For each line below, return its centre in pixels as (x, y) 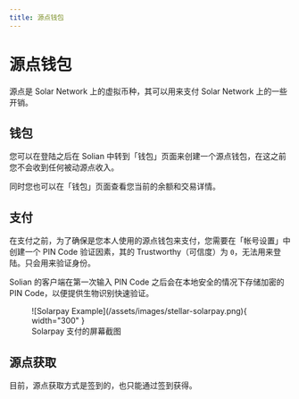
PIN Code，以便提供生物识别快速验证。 (82, 293)
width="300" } (58, 321)
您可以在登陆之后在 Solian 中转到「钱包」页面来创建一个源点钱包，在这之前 (148, 157)
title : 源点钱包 (37, 17)
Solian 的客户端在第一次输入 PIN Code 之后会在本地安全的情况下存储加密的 (147, 282)
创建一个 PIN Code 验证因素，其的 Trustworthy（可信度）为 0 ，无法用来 (141, 252)
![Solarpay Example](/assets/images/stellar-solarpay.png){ (139, 311)
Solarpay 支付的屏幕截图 (77, 331)
